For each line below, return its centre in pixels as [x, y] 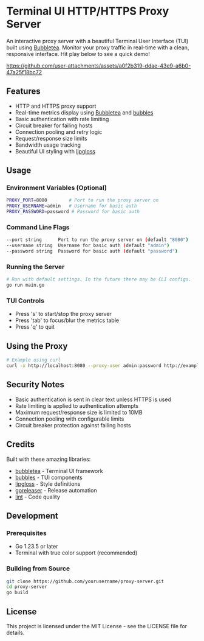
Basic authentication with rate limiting [62, 119]
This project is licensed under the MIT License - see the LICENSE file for [97, 626]
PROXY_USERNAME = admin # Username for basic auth [72, 206]
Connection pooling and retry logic [59, 131]
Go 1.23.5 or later [36, 547]
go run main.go [25, 285]
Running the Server [36, 267]
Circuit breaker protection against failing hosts [73, 425]
